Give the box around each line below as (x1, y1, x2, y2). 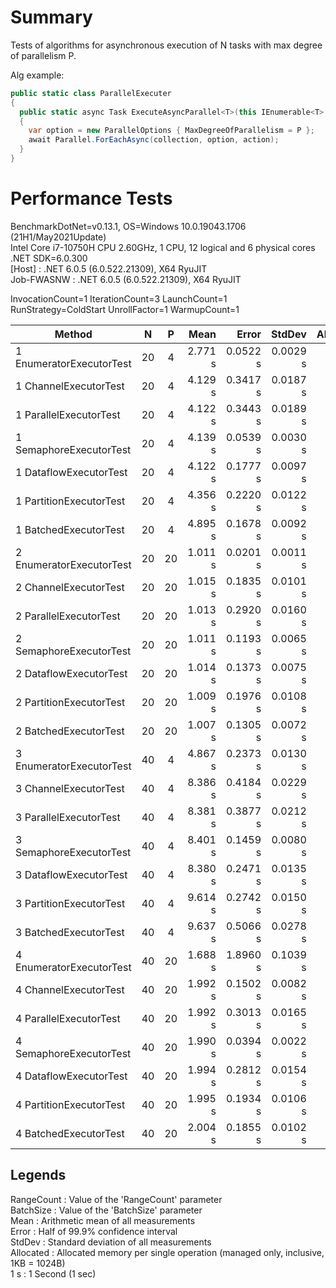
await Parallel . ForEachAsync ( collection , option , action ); (28, 135, 280, 145)
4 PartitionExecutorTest (15, 1097, 126, 1111)
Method (54, 327, 93, 341)
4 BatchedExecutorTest (15, 1126, 125, 1140)
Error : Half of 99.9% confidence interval (10, 1225, 178, 1237)
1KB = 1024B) (10, 1257, 66, 1269)
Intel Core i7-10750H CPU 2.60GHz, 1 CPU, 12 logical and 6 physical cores (10, 241, 316, 253)
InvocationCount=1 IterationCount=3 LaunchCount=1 (10, 292, 228, 305)
